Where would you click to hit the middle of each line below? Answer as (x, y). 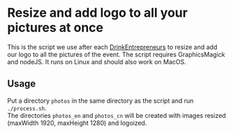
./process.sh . (27, 108)
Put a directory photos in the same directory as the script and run (100, 100)
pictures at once (55, 28)
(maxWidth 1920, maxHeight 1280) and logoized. (77, 123)
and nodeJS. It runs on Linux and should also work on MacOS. (97, 61)
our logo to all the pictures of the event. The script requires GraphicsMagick (116, 54)
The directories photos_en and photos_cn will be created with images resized (117, 115)
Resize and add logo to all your (98, 13)
